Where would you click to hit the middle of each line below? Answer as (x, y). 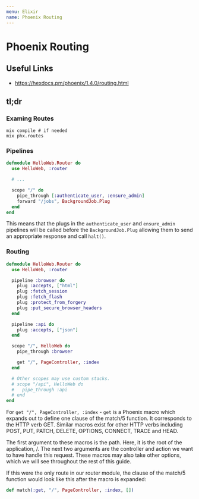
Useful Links (30, 69)
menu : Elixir (22, 12)
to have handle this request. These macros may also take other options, (94, 455)
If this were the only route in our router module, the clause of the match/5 (96, 473)
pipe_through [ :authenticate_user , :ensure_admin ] (81, 196)
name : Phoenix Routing (34, 17)
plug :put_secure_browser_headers (59, 308)
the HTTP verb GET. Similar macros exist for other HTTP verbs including (94, 425)
